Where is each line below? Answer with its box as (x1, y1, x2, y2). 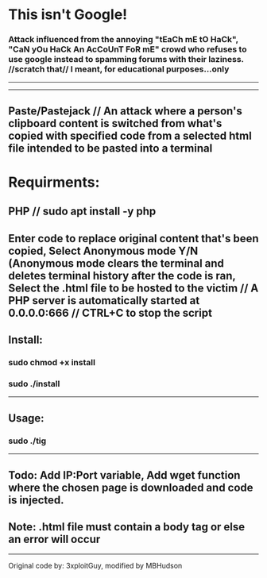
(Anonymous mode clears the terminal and (8, 256, 225, 270)
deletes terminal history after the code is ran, (8, 268, 236, 283)
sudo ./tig (8, 435, 47, 446)
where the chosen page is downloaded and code (8, 480, 253, 494)
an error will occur (8, 532, 101, 545)
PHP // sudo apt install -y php (8, 205, 157, 218)
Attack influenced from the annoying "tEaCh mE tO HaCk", (8, 34, 238, 45)
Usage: (8, 411, 45, 425)
